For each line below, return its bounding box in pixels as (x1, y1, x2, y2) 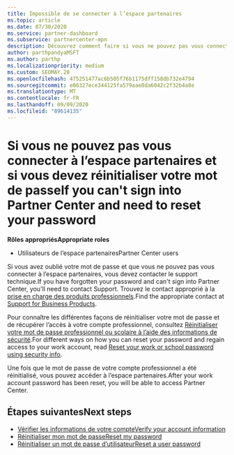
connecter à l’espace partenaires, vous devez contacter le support (7, 270, 198, 278)
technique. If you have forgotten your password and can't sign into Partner (7, 277, 220, 285)
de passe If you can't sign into (7, 182, 182, 198)
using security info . (7, 350, 63, 359)
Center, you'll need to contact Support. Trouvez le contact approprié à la (7, 284, 215, 293)
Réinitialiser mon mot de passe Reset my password (17, 432, 162, 440)
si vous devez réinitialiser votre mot (7, 167, 218, 183)
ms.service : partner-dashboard (7, 29, 98, 37)
